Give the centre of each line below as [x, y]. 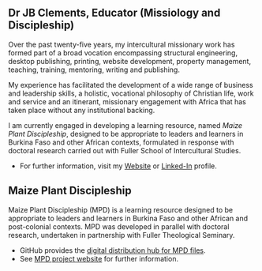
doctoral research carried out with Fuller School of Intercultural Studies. [125, 150]
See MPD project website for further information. [99, 258]
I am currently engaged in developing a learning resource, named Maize [125, 125]
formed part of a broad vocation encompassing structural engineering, [123, 53]
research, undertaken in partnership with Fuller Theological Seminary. [122, 235]
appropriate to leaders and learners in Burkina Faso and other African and [128, 218]
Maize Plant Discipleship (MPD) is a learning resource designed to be [121, 209]
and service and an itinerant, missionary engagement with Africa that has [127, 101]
